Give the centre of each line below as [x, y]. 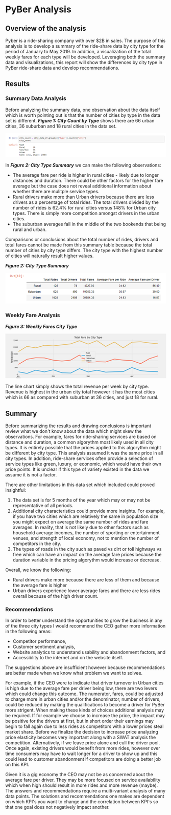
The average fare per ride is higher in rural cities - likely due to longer [86, 175]
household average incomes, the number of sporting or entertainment [86, 533]
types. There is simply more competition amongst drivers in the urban [86, 213]
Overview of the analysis [46, 28]
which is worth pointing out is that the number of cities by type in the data [83, 115]
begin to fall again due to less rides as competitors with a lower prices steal [84, 726]
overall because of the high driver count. [55, 596]
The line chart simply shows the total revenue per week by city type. [77, 386]
